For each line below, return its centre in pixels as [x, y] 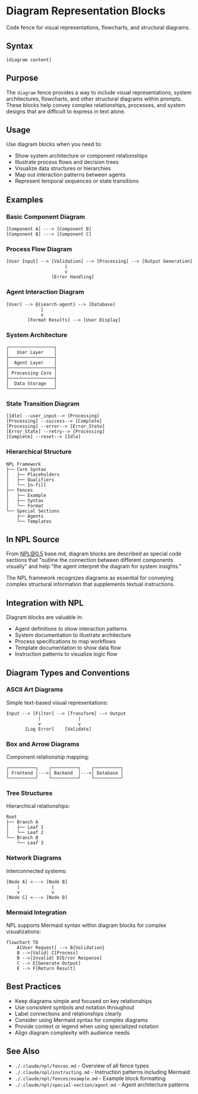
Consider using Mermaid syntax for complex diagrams [81, 1020]
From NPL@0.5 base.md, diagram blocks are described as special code [94, 554]
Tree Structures [29, 793]
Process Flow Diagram [39, 249]
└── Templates [34, 521]
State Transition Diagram [43, 404]
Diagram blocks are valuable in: [45, 617]
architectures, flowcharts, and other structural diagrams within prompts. [94, 99]
